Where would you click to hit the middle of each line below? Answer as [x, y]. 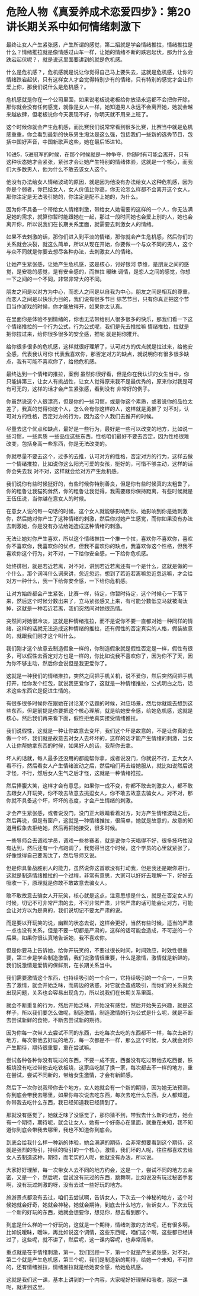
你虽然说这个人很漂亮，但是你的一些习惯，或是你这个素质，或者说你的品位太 [99, 401]
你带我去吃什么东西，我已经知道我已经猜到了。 [63, 1102]
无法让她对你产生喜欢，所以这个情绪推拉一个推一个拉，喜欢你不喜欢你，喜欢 [99, 538]
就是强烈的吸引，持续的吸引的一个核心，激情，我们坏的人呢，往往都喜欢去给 [99, 1149]
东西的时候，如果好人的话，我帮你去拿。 [86, 745]
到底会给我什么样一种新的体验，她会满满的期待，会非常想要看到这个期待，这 [99, 1142]
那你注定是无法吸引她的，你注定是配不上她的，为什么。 [73, 196]
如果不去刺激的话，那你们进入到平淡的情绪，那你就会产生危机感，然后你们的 [99, 236]
